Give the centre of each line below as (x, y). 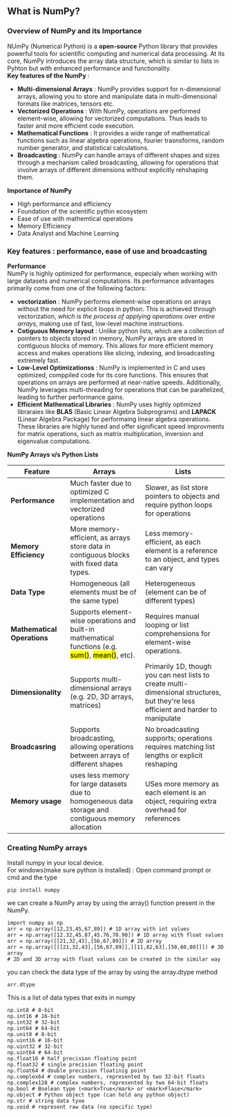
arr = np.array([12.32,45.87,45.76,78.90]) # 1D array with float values (116, 935)
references (163, 818)
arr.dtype (21, 985)
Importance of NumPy (40, 190)
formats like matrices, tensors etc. (66, 104)
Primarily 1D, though (178, 666)
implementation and (102, 500)
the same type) (95, 601)
